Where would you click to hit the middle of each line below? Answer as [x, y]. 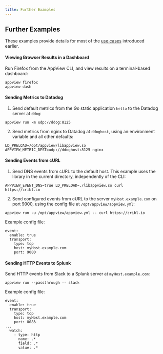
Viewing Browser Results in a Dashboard [47, 58]
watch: [16, 331]
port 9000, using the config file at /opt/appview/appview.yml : [73, 204]
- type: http [27, 335]
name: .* [27, 339]
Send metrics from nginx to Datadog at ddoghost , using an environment [83, 131]
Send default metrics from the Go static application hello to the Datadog [85, 108]
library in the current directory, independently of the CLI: [69, 177]
